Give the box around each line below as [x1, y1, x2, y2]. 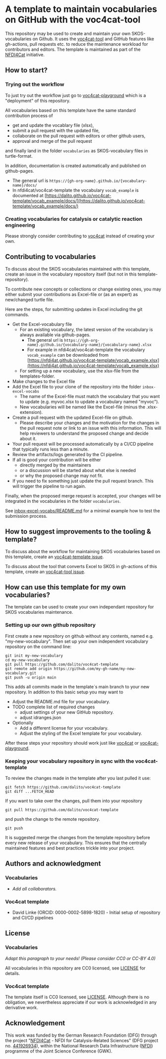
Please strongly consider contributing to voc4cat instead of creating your [5, 233, 155, 239]
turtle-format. [5, 153, 33, 159]
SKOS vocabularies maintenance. [5, 609, 73, 615]
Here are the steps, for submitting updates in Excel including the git [5, 306, 143, 312]
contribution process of [5, 112, 53, 118]
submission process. [5, 513, 48, 519]
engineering [5, 221, 36, 228]
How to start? [5, 66, 48, 75]
